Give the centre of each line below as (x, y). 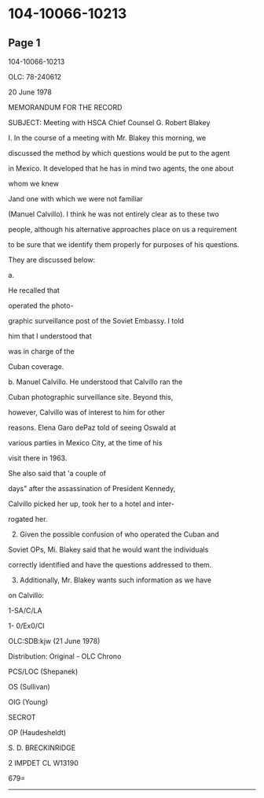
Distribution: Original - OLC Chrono (65, 656)
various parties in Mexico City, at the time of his (85, 443)
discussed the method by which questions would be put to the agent (119, 153)
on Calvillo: (26, 595)
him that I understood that (50, 336)
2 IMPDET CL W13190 (43, 763)
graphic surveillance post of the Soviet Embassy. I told (96, 321)
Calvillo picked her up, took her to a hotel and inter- (92, 504)
